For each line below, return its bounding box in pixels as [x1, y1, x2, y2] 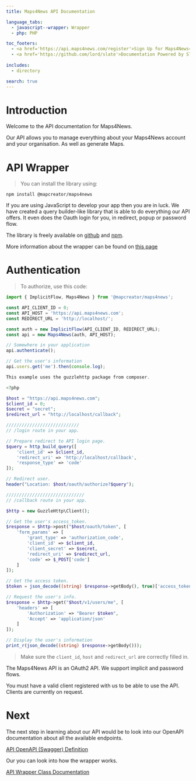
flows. [6, 670, 21, 677]
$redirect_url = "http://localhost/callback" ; [6, 412, 121, 418]
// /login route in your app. [6, 428, 80, 433]
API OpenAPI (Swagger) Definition [6, 745, 89, 752]
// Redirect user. [6, 476, 51, 482]
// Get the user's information [6, 358, 82, 364]
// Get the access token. [6, 578, 69, 584]
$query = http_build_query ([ [6, 443, 77, 449]
